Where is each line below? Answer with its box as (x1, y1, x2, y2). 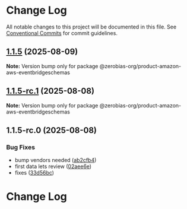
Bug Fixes (6, 143, 36, 151)
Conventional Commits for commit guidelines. (6, 29, 118, 36)
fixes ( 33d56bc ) (14, 169, 55, 176)
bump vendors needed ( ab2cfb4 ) (14, 157, 97, 164)
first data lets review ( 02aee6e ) (14, 163, 92, 170)
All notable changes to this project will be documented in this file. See (6, 23, 177, 30)
